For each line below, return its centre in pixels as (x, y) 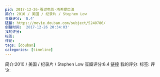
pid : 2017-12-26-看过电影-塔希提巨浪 (40, 9)
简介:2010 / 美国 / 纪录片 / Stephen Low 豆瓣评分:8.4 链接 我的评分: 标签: (77, 64)
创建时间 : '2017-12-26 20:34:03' (37, 27)
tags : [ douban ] (20, 45)
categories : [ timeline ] (29, 50)
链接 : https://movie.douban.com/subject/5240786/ (55, 23)
